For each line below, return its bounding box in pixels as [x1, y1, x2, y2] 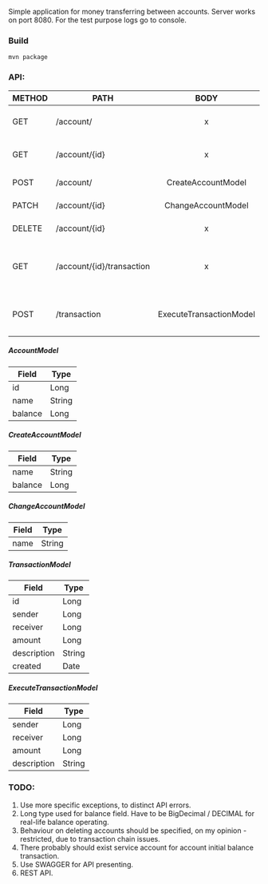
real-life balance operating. [19, 817, 109, 827]
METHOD [12, 92, 49, 103]
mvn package [8, 54, 48, 61]
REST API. [19, 868, 53, 878]
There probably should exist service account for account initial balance [19, 842, 254, 852]
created [12, 660, 41, 672]
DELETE [12, 223, 42, 234]
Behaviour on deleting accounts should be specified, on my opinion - [19, 826, 247, 835]
